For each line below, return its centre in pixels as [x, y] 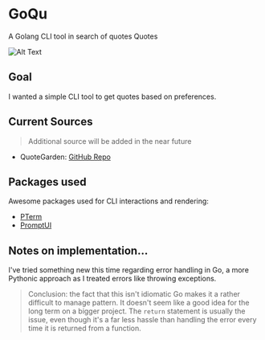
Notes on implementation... [78, 250]
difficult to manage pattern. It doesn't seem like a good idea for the [139, 303]
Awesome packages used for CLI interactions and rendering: [108, 201]
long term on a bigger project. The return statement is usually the [137, 311]
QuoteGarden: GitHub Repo [65, 157]
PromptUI [36, 225]
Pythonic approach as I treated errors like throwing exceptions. [112, 279]
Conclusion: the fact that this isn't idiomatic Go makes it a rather [134, 294]
